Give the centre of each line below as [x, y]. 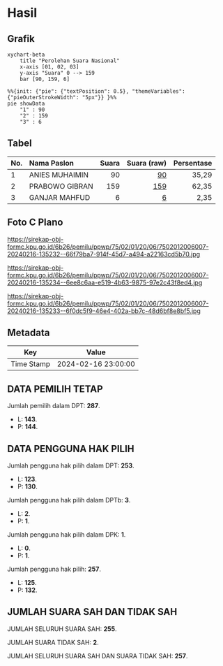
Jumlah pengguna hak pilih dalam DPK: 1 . [67, 535]
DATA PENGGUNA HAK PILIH [71, 449]
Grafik [21, 39]
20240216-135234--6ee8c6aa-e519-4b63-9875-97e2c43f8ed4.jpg [105, 282]
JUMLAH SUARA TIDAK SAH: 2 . [53, 642]
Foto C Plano [35, 223]
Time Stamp [31, 364]
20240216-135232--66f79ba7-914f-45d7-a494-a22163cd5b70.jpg [104, 254]
